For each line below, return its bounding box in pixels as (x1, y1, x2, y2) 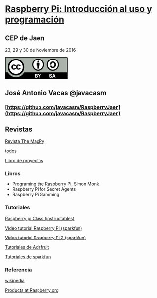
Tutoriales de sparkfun (5, 254, 51, 260)
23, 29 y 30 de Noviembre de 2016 (5, 47, 76, 53)
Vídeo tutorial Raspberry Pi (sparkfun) (5, 225, 82, 231)
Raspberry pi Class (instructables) (5, 215, 75, 221)
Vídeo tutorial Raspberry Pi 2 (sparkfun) (5, 235, 86, 240)
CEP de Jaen (5, 34, 45, 42)
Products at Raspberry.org (5, 287, 59, 293)
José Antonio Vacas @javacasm (5, 89, 107, 97)
